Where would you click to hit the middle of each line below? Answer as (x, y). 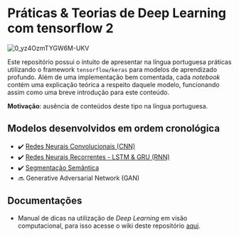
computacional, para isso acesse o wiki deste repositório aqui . (109, 226)
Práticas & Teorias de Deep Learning (117, 13)
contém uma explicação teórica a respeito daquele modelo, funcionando (113, 84)
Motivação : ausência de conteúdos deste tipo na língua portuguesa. (108, 106)
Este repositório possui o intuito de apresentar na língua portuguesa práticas (119, 61)
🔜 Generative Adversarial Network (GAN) (79, 178)
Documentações (45, 201)
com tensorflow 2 (60, 28)
